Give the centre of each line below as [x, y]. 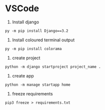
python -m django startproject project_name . [53, 67]
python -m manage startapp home [38, 85]
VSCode [22, 9]
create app [23, 75]
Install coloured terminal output [43, 40]
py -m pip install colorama [34, 49]
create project [26, 58]
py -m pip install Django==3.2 [37, 31]
